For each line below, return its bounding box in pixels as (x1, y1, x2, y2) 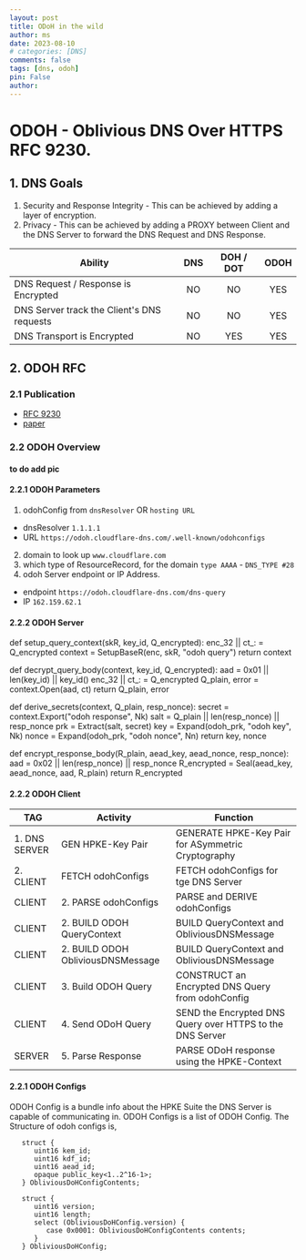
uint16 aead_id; (33, 1162, 96, 1171)
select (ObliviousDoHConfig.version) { (33, 1217, 185, 1227)
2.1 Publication (9, 388, 76, 401)
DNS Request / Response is (14, 277, 132, 290)
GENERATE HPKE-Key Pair (176, 827, 291, 839)
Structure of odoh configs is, (9, 1121, 117, 1132)
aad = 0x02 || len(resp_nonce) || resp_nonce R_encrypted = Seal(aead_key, (9, 757, 293, 769)
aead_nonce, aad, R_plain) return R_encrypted (9, 767, 183, 778)
